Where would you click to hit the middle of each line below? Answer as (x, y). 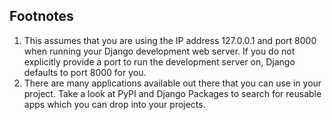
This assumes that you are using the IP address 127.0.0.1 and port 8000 (170, 40)
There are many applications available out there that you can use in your (172, 83)
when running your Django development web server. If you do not (159, 51)
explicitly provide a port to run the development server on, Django (159, 61)
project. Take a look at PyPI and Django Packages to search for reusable (172, 93)
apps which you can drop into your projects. (114, 104)
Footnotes (41, 16)
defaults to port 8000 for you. (85, 72)
